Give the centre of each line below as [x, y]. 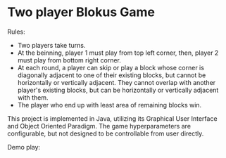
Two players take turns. [51, 45]
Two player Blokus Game [81, 12]
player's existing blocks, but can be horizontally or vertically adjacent [118, 90]
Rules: [17, 32]
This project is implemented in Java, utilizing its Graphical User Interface [112, 118]
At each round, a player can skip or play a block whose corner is [111, 67]
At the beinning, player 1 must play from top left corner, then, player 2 [118, 53]
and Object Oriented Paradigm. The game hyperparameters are [99, 126]
